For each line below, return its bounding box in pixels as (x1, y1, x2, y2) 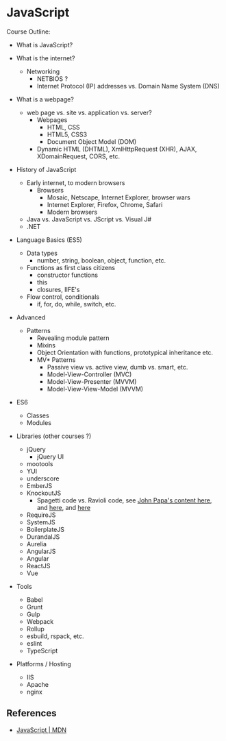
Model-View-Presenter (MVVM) (47, 377, 137, 385)
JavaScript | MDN (16, 725, 66, 734)
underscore (26, 474, 60, 483)
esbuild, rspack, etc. (26, 632, 84, 640)
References (6, 707, 57, 719)
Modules (26, 418, 52, 426)
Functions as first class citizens (26, 263, 116, 271)
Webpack (26, 617, 54, 625)
